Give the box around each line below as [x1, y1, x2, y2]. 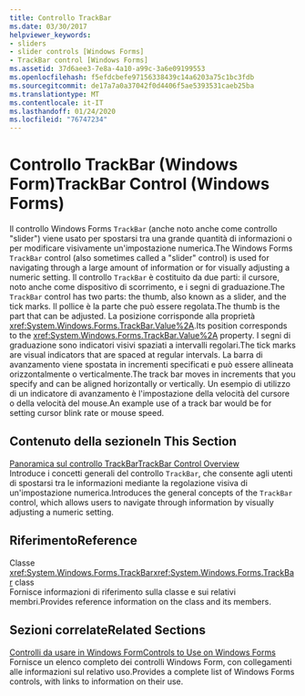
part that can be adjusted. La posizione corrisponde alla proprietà [9, 311, 256, 322]
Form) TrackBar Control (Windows [9, 174, 270, 194]
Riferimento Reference [9, 533, 138, 548]
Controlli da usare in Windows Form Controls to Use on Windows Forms [9, 647, 276, 658]
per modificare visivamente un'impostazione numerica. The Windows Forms [9, 243, 293, 254]
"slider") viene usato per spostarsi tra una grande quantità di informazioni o [9, 234, 293, 244]
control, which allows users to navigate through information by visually [9, 496, 275, 507]
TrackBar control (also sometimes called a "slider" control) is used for [9, 253, 270, 264]
